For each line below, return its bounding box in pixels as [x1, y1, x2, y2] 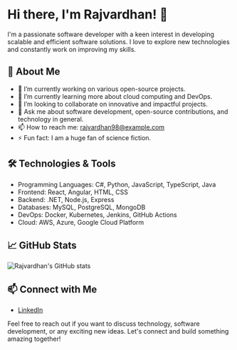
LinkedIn [17, 306, 43, 314]
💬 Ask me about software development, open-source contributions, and [17, 107, 228, 116]
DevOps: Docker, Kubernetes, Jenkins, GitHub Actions [17, 210, 177, 219]
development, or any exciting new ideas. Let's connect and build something [7, 327, 229, 336]
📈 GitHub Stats [7, 239, 77, 251]
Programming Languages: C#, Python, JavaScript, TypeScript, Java [17, 180, 216, 189]
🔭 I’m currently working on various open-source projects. [17, 85, 186, 93]
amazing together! [7, 334, 61, 344]
